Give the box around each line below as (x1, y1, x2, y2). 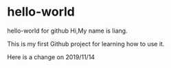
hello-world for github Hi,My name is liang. (7, 27, 128, 35)
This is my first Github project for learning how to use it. (7, 39, 165, 48)
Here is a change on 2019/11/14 (7, 52, 95, 61)
